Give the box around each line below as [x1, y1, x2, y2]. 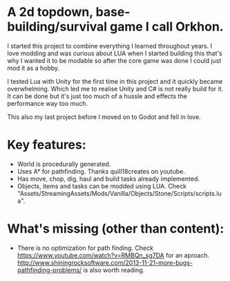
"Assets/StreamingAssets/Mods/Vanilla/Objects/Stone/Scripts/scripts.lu [17, 189, 222, 197]
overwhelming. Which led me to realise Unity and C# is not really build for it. [7, 84, 224, 93]
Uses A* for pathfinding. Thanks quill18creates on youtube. [17, 167, 185, 175]
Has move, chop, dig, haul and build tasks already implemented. [17, 174, 200, 183]
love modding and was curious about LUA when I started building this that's [7, 49, 222, 57]
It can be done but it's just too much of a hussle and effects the [7, 91, 188, 100]
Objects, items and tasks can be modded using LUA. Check [17, 181, 186, 190]
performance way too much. [7, 99, 88, 107]
